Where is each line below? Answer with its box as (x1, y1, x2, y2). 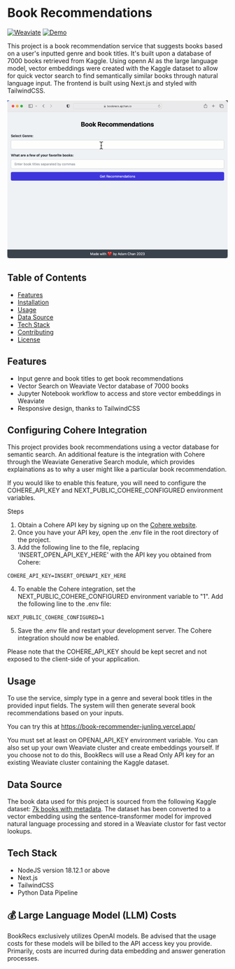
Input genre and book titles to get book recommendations (17, 374, 184, 383)
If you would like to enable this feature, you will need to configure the (7, 479, 206, 487)
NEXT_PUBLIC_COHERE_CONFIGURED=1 (7, 614, 105, 621)
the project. (17, 536, 51, 544)
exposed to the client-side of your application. (7, 655, 141, 663)
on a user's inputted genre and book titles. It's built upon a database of (7, 49, 212, 57)
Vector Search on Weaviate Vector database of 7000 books (17, 381, 189, 390)
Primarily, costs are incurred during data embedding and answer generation (7, 947, 226, 955)
